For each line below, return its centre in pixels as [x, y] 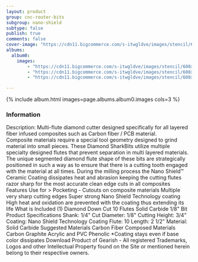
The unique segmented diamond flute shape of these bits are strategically [96, 159]
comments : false [26, 39]
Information [23, 114]
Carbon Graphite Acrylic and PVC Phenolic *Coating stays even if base [93, 234]
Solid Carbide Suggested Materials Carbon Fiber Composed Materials [91, 228]
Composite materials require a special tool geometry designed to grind [92, 140]
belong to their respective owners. [48, 253]
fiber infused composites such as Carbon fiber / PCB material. [82, 134]
